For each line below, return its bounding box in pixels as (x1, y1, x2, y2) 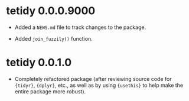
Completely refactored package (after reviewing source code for (14, 75, 172, 82)
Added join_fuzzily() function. (14, 35, 93, 42)
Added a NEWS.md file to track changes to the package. (14, 24, 146, 31)
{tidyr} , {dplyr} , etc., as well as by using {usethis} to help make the (14, 82, 184, 89)
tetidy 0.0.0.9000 (6, 4, 96, 18)
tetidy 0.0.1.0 (6, 56, 72, 69)
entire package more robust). (14, 87, 86, 95)
